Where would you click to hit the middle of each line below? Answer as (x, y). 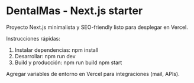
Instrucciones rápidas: (33, 38)
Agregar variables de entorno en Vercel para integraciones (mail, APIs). (93, 74)
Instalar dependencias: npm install (56, 50)
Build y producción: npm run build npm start (68, 62)
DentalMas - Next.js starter (75, 11)
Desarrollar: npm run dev (45, 56)
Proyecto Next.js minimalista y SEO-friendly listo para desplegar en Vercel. (97, 27)
